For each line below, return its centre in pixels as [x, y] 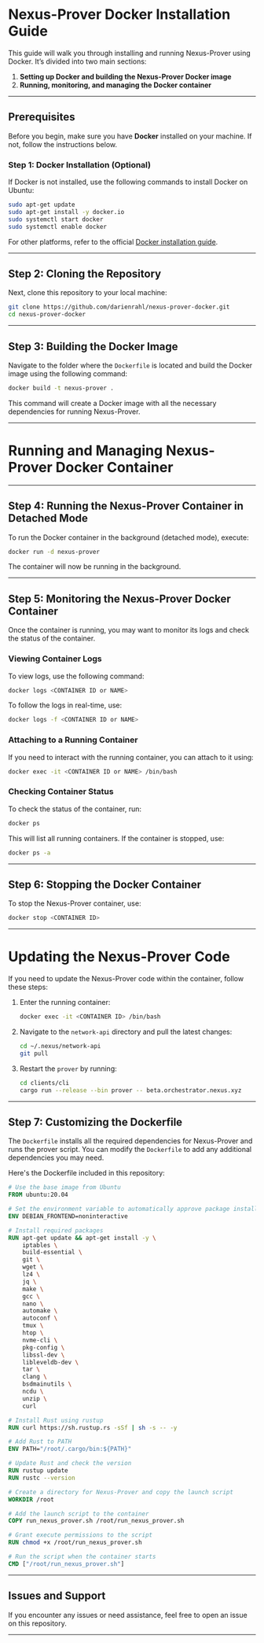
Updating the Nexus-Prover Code [119, 957]
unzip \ [35, 1398]
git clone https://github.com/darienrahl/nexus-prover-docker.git [119, 307]
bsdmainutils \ [47, 1384]
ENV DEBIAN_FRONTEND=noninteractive [68, 1216]
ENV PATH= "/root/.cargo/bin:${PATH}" [70, 1449]
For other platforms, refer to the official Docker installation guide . [113, 242]
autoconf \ [40, 1318]
